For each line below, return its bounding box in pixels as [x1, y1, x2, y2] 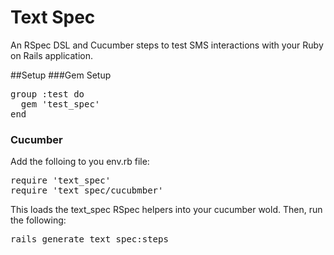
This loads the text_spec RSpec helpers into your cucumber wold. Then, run [10, 204, 323, 216]
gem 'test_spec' [20, 98, 101, 110]
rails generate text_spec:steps [10, 234, 169, 245]
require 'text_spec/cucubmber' [10, 185, 164, 196]
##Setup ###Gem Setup [10, 69, 112, 81]
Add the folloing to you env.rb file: [10, 156, 150, 168]
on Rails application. [10, 49, 93, 61]
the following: [10, 214, 67, 226]
